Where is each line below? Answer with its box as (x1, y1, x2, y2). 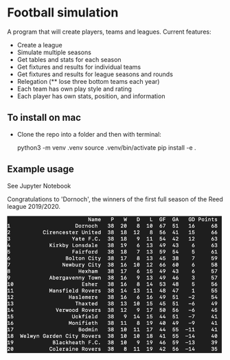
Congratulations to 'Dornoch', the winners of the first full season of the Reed (7, 194, 223, 203)
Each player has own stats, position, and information (16, 91, 165, 100)
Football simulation (7, 5, 119, 21)
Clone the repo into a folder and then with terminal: (16, 130, 161, 138)
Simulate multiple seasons (16, 48, 91, 56)
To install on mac (7, 112, 81, 124)
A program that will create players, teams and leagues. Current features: (7, 27, 211, 36)
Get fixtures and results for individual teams (16, 63, 141, 71)
